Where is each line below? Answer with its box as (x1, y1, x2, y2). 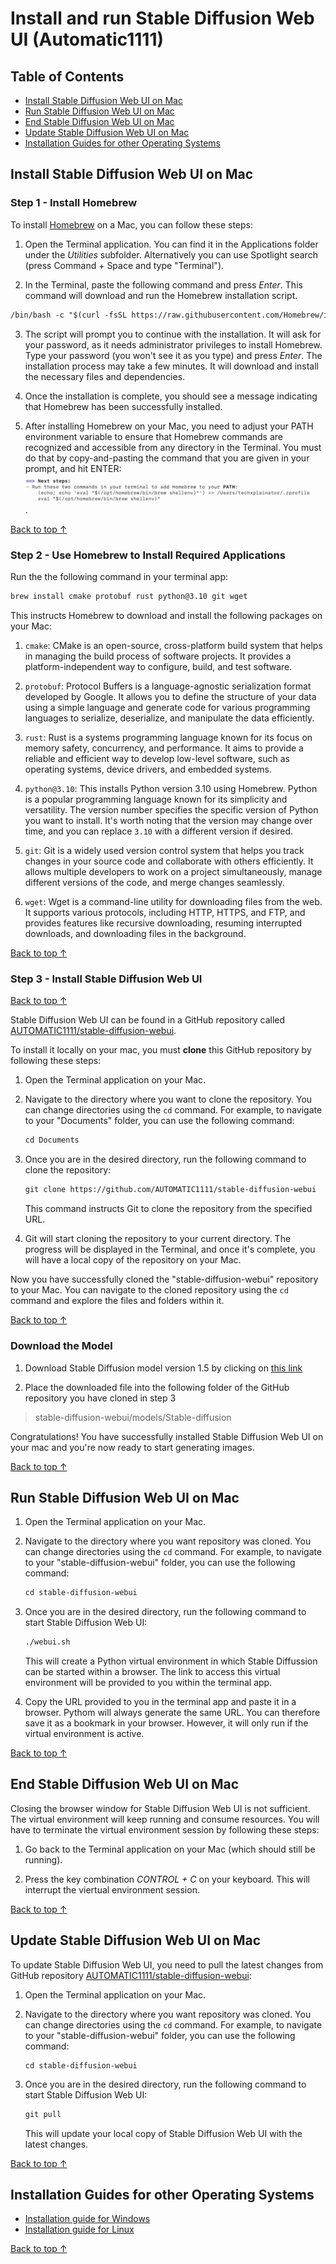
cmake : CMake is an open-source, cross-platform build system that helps (24, 640, 323, 652)
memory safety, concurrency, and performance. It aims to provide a (24, 742, 304, 754)
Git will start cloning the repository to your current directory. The (24, 1233, 292, 1245)
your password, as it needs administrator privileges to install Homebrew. (24, 338, 323, 351)
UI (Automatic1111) (10, 28, 165, 51)
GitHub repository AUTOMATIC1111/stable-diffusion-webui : (10, 1969, 252, 1981)
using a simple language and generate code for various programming (24, 702, 311, 714)
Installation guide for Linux (24, 2223, 135, 2236)
